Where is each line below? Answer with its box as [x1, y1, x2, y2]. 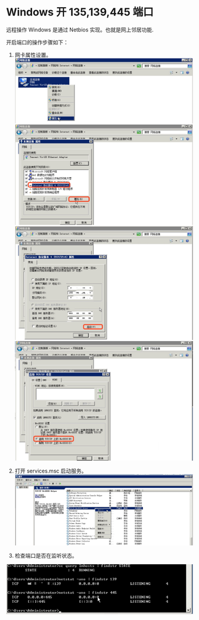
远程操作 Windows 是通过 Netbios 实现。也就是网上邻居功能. [6, 26, 154, 33]
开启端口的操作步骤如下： [6, 38, 69, 46]
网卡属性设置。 [14, 51, 52, 58]
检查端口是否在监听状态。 [14, 552, 78, 560]
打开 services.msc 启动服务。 [14, 467, 87, 474]
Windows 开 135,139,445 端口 [6, 5, 154, 19]
